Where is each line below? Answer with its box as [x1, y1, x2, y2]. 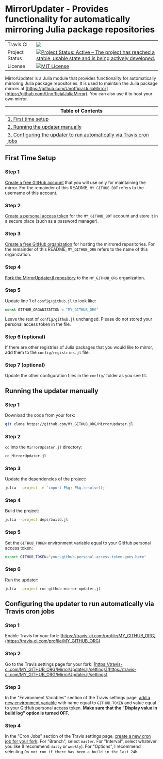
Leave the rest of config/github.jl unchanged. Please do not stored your [5, 316, 153, 322]
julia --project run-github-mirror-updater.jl [5, 586, 101, 591]
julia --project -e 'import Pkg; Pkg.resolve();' [5, 485, 108, 491]
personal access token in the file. [5, 321, 71, 327]
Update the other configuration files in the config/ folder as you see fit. [5, 373, 147, 379]
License [7, 63, 26, 69]
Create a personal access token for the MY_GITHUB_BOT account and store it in [5, 213, 158, 219]
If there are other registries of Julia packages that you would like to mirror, [5, 344, 153, 350]
